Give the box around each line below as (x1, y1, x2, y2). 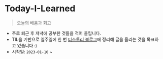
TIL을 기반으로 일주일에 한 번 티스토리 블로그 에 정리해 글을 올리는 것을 (11, 36, 146, 42)
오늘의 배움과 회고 (16, 20, 51, 26)
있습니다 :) (17, 42, 37, 48)
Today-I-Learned (4, 3, 76, 14)
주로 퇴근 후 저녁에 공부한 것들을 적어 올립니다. (11, 30, 101, 36)
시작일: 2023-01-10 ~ (11, 49, 53, 55)
